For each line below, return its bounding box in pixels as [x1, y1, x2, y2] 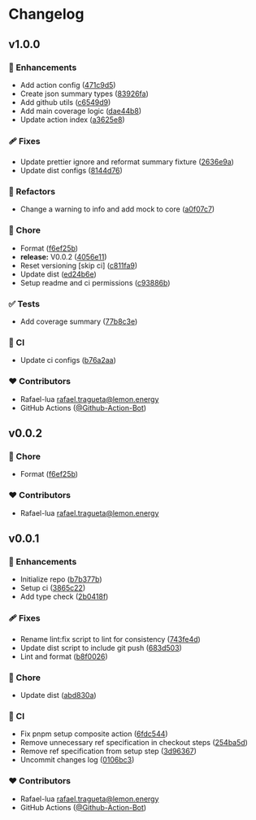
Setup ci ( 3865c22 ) [20, 583, 86, 593]
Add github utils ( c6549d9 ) [20, 97, 111, 107]
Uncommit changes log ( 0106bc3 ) [20, 755, 135, 765]
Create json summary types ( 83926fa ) [20, 89, 149, 98]
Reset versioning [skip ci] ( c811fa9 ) [20, 260, 138, 270]
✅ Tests [8, 298, 41, 309]
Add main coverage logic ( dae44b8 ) [20, 106, 142, 116]
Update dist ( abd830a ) [20, 690, 97, 700]
